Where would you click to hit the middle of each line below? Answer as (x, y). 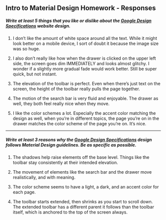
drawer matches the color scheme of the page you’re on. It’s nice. (80, 124)
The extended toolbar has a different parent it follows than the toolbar (83, 207)
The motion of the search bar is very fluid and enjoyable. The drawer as (85, 99)
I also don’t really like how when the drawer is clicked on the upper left (84, 58)
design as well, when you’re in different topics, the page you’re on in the (86, 118)
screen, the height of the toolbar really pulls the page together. (76, 89)
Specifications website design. (38, 26)
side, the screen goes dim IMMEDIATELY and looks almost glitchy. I (81, 64)
